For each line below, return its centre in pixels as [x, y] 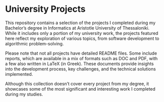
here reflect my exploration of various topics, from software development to [82, 38]
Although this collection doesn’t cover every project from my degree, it [77, 84]
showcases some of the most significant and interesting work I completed [80, 89]
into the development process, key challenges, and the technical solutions [81, 69]
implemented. [19, 74]
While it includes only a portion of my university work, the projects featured [82, 33]
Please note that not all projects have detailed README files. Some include [81, 53]
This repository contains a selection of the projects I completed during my [80, 23]
